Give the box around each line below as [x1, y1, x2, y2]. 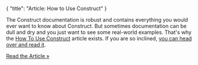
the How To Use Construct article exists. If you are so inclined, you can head [6, 35, 192, 42]
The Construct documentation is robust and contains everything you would [6, 16, 189, 23]
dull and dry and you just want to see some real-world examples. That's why [6, 29, 192, 36]
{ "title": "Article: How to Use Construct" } [6, 5, 107, 12]
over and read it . [6, 41, 46, 48]
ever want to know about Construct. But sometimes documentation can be [6, 23, 187, 29]
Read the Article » [6, 53, 50, 59]
